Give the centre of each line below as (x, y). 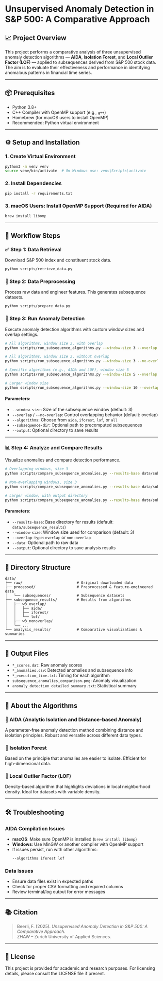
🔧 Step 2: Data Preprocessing (40, 281)
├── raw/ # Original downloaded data (69, 583)
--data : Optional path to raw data (45, 543)
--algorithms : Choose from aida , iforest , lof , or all (65, 420)
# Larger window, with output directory (47, 495)
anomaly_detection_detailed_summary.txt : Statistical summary (74, 686)
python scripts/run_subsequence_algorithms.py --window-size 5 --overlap (81, 374)
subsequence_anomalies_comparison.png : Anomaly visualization (74, 681)
